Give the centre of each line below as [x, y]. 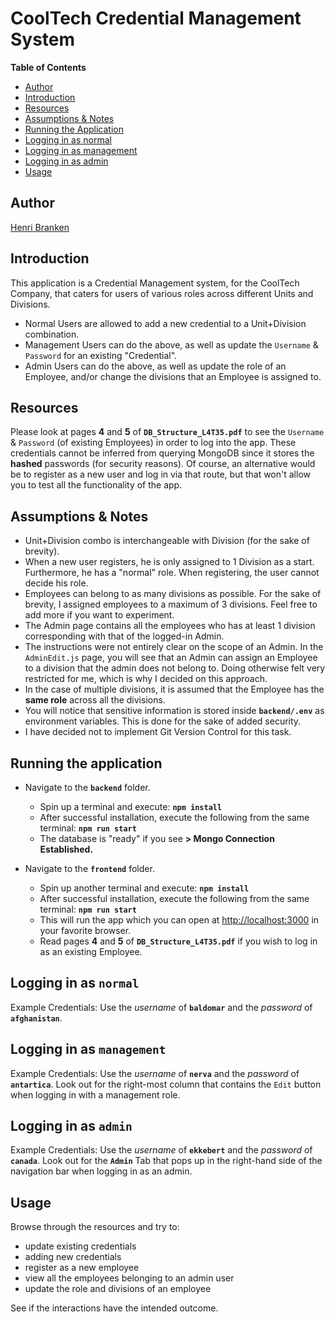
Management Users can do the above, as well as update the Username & [171, 344]
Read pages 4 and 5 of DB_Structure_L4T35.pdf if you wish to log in [178, 941]
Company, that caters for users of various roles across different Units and [162, 293]
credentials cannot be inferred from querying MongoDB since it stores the [162, 453]
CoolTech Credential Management [156, 18]
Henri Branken [40, 227]
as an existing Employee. [91, 951]
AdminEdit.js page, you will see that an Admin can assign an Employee [171, 658]
